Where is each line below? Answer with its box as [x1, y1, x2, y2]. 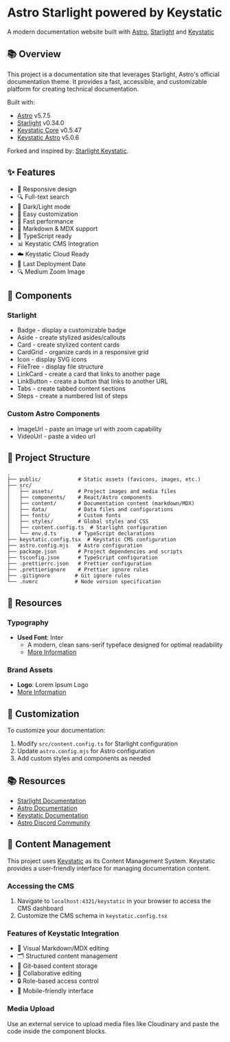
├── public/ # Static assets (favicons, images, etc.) [7, 476, 201, 483]
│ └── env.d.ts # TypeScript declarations [7, 530, 155, 537]
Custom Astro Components [7, 409, 101, 419]
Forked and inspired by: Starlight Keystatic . [7, 146, 129, 155]
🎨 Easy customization [16, 210, 78, 218]
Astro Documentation [16, 803, 78, 812]
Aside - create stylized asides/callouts [16, 334, 126, 342]
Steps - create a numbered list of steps [16, 392, 128, 400]
